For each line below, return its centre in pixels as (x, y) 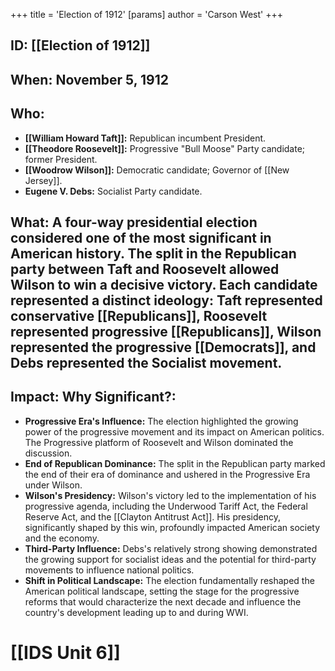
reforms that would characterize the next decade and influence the (163, 601)
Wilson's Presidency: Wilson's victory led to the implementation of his (170, 495)
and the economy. (62, 538)
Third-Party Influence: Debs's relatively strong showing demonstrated (171, 548)
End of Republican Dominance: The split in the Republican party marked (175, 463)
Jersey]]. (43, 180)
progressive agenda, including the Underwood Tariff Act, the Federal (166, 506)
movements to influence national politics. (109, 570)
